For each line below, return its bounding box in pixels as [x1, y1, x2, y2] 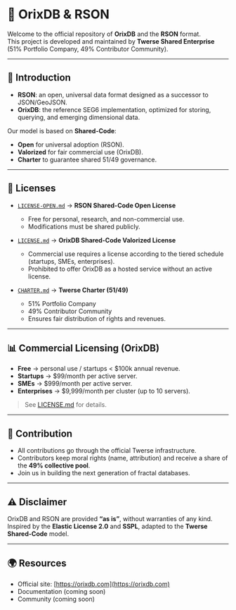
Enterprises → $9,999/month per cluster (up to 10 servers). [17, 387, 191, 396]
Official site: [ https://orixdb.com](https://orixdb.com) [17, 580, 170, 588]
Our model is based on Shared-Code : [7, 126, 117, 135]
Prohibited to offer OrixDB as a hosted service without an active [27, 264, 213, 273]
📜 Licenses [7, 183, 56, 195]
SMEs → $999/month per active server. [17, 379, 133, 388]
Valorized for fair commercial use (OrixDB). [17, 147, 144, 156]
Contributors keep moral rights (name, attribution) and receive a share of [17, 454, 228, 463]
